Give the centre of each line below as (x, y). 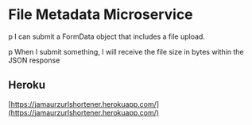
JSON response (34, 60)
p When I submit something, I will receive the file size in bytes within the (126, 51)
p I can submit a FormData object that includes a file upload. (107, 36)
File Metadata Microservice (101, 15)
